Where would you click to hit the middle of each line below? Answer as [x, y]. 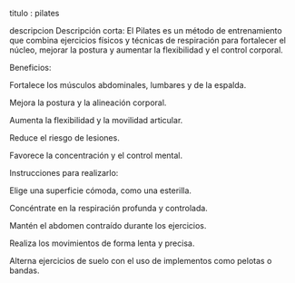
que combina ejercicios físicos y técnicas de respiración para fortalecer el [147, 40]
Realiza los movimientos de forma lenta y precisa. [102, 243]
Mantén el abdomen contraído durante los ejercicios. [108, 225]
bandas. [25, 270]
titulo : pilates [34, 13]
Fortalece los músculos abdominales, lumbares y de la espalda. [128, 85]
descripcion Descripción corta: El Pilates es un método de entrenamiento [146, 30]
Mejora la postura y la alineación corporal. [88, 102]
